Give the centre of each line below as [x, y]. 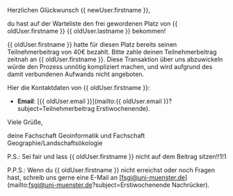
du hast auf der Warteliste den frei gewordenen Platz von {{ [93, 23]
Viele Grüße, [25, 122]
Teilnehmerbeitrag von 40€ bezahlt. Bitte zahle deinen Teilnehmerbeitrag [112, 52]
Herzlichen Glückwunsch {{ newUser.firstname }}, [79, 10]
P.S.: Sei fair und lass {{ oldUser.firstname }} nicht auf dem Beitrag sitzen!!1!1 [117, 157]
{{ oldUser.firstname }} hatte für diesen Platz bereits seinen [92, 44]
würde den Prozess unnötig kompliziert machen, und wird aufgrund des [110, 67]
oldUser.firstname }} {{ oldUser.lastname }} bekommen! [87, 31]
